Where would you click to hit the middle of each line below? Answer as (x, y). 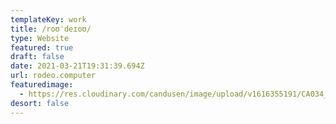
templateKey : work (48, 19)
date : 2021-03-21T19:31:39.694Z (77, 66)
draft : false (37, 57)
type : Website (40, 38)
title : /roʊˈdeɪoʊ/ (51, 29)
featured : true (42, 47)
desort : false (40, 103)
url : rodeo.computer (53, 76)
